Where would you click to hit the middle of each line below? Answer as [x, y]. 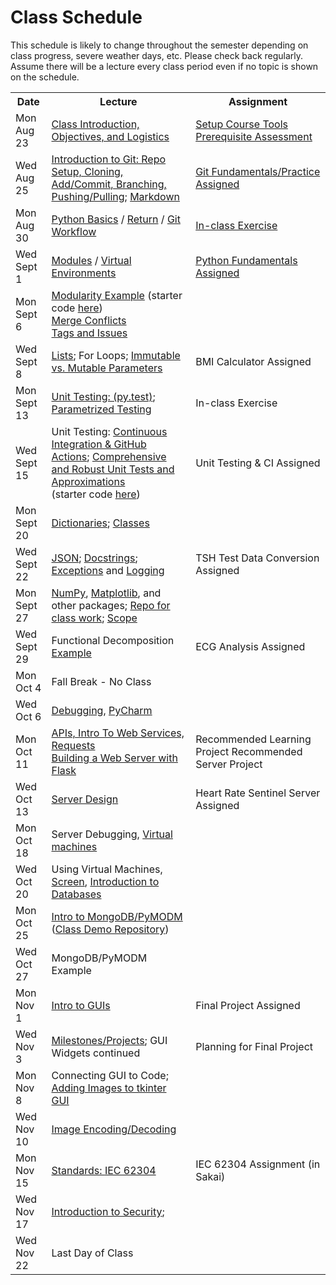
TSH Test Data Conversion [257, 558]
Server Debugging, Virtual [112, 834]
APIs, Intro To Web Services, [118, 733]
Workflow [74, 231]
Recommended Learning [253, 739]
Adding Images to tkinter [109, 1088]
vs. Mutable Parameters [107, 368]
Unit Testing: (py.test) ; [103, 396]
